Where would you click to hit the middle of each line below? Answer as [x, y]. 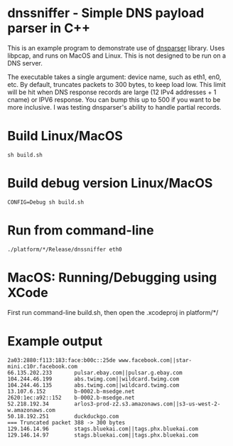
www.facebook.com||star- [155, 360]
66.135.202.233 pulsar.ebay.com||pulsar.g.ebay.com [95, 373]
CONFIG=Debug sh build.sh [45, 202]
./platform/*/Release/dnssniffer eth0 [65, 249]
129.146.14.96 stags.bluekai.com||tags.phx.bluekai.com [103, 429]
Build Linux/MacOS [65, 136]
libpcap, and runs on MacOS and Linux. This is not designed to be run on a [116, 56]
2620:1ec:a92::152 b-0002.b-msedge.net [71, 398]
